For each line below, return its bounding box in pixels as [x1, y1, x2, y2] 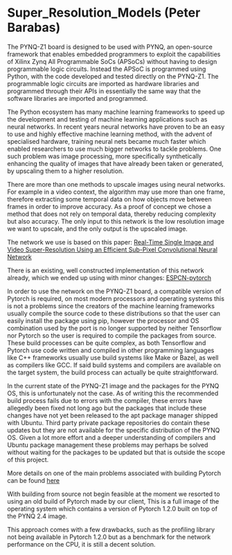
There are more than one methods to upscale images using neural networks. [7, 180, 226, 188]
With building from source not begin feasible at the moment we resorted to [7, 490, 220, 498]
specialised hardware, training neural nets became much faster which [7, 137, 206, 145]
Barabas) [7, 19, 61, 35]
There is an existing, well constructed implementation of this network [7, 266, 204, 274]
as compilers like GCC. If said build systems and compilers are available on [7, 361, 222, 369]
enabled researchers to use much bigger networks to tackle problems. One [7, 144, 222, 153]
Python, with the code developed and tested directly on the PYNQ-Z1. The [7, 72, 219, 81]
